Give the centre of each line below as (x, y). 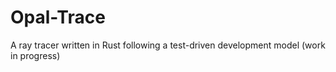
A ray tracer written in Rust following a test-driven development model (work (168, 45)
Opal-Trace (58, 17)
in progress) (35, 55)
